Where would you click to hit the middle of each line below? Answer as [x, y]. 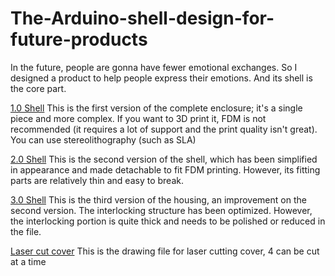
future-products [79, 39]
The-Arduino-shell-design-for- [142, 18]
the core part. [38, 88]
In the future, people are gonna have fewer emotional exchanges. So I [154, 67]
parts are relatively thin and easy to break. [97, 180]
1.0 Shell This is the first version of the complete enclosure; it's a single [156, 108]
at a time [28, 261]
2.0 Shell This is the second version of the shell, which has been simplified [164, 159]
